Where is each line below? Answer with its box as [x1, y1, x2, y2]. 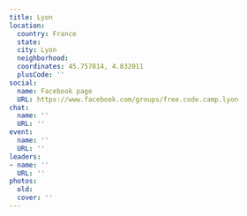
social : [9, 78, 38, 87]
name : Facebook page [17, 86, 93, 95]
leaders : [9, 152, 41, 161]
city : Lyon [17, 46, 57, 55]
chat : [9, 103, 29, 112]
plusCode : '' [17, 71, 65, 79]
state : [17, 37, 41, 47]
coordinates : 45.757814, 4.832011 [17, 63, 144, 71]
